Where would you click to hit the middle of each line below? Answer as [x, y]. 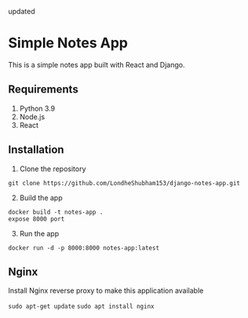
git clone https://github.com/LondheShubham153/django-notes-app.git [124, 183]
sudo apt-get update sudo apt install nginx [81, 307]
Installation [36, 150]
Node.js [32, 116]
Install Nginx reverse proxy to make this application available [106, 291]
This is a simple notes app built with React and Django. [97, 64]
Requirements [43, 90]
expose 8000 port [36, 219]
